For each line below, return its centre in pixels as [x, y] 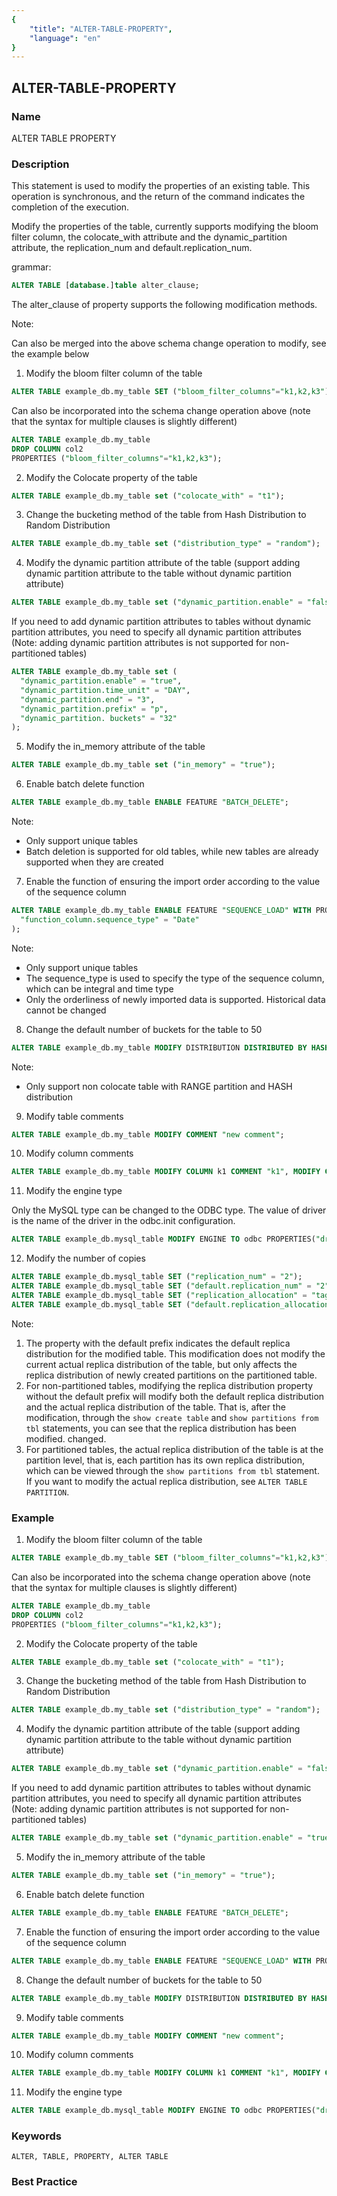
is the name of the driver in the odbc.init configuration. [123, 1221]
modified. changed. [66, 1438]
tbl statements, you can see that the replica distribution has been [161, 1428]
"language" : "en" [65, 38]
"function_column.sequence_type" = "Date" [110, 919]
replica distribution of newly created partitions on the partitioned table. [171, 1375]
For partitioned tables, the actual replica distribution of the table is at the [174, 1449]
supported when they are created [94, 862]
